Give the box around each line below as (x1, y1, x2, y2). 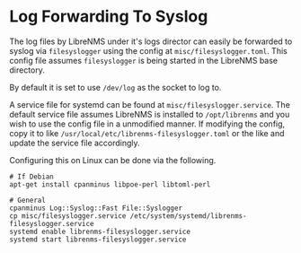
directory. (9, 65, 45, 75)
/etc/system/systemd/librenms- (129, 211, 247, 221)
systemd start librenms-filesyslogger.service (9, 235, 187, 244)
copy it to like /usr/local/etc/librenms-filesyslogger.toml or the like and (9, 127, 285, 138)
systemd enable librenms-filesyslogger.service (9, 227, 191, 236)
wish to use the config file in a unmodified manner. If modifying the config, (9, 118, 286, 129)
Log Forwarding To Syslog (9, 6, 208, 27)
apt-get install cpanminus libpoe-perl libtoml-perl (9, 179, 211, 189)
